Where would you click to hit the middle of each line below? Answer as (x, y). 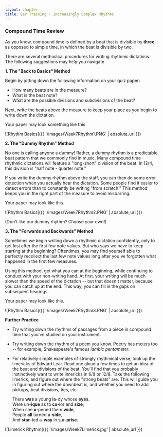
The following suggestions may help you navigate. (55, 61)
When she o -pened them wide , (43, 409)
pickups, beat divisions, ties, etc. (45, 389)
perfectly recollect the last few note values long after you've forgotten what (81, 256)
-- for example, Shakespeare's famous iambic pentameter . (71, 349)
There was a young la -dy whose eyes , (51, 399)
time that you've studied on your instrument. (56, 334)
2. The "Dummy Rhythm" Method (40, 143)
